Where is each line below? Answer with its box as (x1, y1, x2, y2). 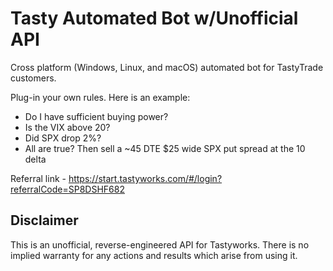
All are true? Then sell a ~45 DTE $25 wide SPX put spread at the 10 (24, 142, 306, 154)
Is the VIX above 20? (24, 121, 111, 133)
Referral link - (10, 172, 67, 184)
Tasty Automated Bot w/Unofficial (10, 7, 299, 30)
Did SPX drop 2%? (24, 132, 102, 144)
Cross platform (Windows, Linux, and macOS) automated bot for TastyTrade (10, 61, 324, 73)
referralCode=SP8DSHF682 (10, 183, 125, 195)
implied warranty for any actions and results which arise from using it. (10, 249, 298, 261)
